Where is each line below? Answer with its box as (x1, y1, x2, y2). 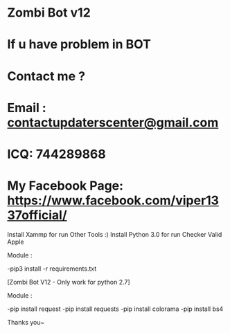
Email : (7, 100, 46, 116)
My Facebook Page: (7, 178, 123, 194)
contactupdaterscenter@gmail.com (7, 114, 219, 130)
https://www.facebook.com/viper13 (7, 192, 220, 208)
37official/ (7, 208, 67, 223)
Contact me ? (7, 68, 85, 84)
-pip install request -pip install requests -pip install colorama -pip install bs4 (7, 305, 224, 313)
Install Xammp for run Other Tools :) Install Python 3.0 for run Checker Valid (7, 230, 222, 238)
